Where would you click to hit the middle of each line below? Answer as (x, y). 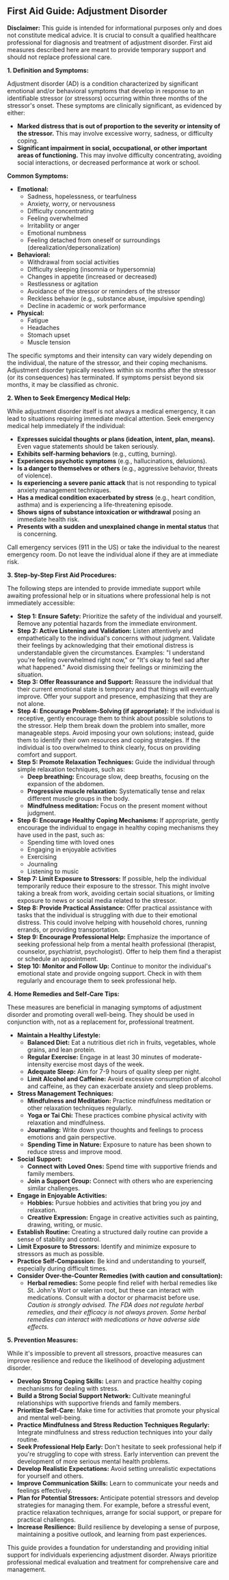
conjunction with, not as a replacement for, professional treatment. (101, 1022)
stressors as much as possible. (60, 1253)
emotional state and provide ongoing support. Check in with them (109, 973)
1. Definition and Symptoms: (48, 70)
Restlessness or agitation (63, 283)
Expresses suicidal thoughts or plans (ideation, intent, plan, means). (116, 439)
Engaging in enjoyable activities (72, 849)
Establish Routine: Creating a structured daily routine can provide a (112, 1231)
